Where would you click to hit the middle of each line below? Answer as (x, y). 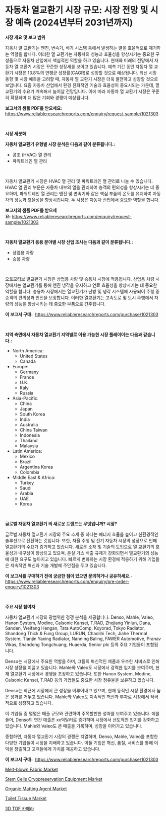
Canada (28, 361)
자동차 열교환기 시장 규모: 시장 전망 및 (77, 10)
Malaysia (29, 446)
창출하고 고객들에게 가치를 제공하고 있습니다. (57, 749)
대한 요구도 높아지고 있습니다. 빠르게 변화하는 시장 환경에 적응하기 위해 (78, 559)
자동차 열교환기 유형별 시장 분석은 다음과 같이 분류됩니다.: (60, 144)
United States (34, 356)
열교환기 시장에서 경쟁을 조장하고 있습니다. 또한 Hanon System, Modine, (81, 673)
